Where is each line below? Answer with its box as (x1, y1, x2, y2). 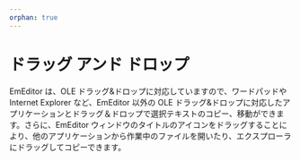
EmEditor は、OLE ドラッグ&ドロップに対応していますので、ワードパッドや (9, 86, 287, 97)
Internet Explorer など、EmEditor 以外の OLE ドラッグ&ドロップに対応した (9, 97, 283, 107)
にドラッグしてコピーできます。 (9, 141, 127, 152)
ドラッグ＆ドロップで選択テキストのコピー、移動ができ (71, 108, 277, 119)
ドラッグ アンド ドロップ (9, 55, 190, 74)
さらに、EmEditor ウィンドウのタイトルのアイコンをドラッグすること (23, 119, 280, 130)
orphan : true (9, 13, 58, 22)
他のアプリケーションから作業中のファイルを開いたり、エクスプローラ (32, 131, 292, 141)
